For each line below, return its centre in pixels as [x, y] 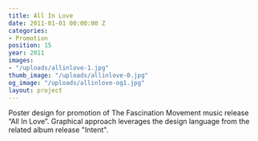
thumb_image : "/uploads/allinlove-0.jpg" [79, 75]
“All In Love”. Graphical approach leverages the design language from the [129, 122]
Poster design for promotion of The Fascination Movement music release [129, 113]
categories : [28, 30]
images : [21, 61]
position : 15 [30, 46]
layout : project [35, 90]
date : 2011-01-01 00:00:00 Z [57, 23]
